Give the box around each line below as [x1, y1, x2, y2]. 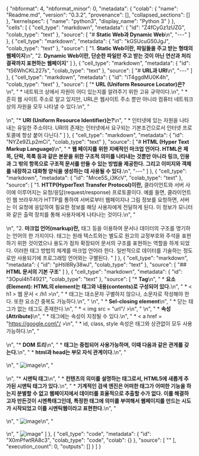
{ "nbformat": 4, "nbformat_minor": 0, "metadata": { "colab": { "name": [6, 5, 178, 12]
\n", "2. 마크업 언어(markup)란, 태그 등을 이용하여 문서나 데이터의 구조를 [6, 225, 175, 232]
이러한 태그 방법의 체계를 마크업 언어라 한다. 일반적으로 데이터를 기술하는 [14, 247, 182, 254]
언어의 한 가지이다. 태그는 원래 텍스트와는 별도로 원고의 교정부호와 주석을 [12, 232, 181, 239]
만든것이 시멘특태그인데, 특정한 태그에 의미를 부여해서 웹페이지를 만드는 [17, 397, 181, 404]
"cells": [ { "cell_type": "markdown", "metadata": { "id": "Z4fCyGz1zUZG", [6, 24, 186, 31]
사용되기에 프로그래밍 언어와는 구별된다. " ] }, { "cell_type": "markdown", [17, 255, 188, 261]
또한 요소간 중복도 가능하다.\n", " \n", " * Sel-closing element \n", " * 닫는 [14, 298, 187, 305]
